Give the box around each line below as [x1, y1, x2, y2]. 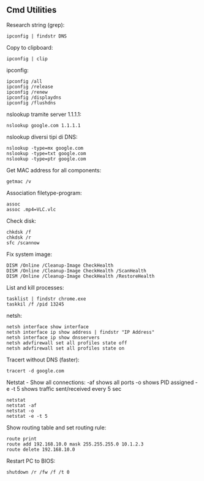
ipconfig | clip [6, 55, 48, 62]
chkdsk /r [6, 234, 32, 240]
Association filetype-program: [6, 189, 82, 196]
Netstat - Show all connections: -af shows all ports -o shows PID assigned [6, 379, 194, 386]
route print [6, 436, 37, 442]
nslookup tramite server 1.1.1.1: [6, 110, 81, 118]
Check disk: [6, 217, 37, 225]
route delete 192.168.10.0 [6, 446, 75, 453]
